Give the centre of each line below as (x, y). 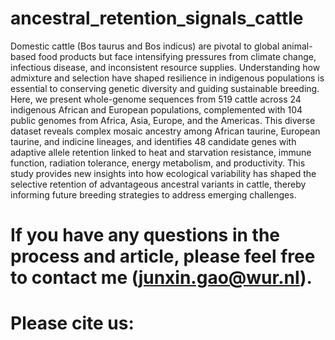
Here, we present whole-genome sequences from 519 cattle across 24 (156, 99)
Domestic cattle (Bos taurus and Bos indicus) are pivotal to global (145, 46)
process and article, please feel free (163, 256)
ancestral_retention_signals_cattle (157, 18)
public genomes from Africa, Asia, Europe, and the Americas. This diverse (163, 120)
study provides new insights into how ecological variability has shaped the (163, 173)
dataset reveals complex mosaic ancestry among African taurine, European (165, 131)
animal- (297, 46)
